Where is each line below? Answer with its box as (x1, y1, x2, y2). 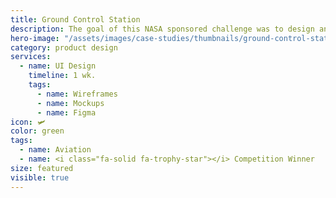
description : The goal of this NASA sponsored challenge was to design (10, 24, 315, 34)
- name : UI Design (19, 61, 97, 71)
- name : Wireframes (36, 89, 118, 99)
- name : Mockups (36, 98, 105, 108)
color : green (10, 126, 65, 136)
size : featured (10, 163, 74, 173)
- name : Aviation (19, 145, 92, 155)
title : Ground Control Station (10, 14, 141, 25)
